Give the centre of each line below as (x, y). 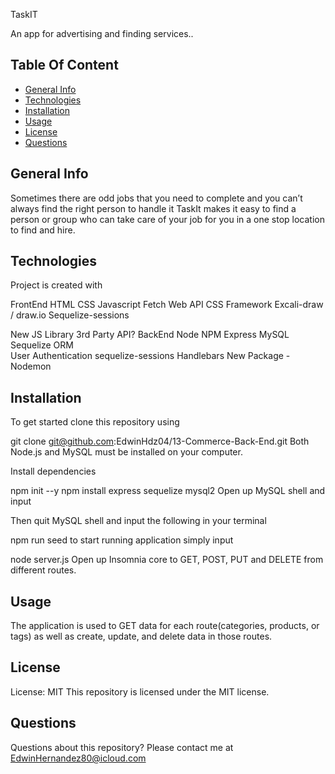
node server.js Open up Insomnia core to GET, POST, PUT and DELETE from (167, 560)
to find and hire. (43, 230)
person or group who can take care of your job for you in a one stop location (167, 219)
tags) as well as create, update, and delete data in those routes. (141, 636)
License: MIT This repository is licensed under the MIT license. (140, 691)
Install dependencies (53, 471)
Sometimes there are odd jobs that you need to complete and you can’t (156, 198)
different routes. (43, 570)
